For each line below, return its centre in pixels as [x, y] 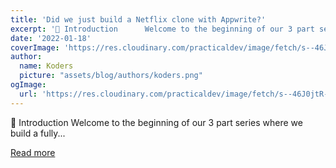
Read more [33, 152]
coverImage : [35, 47]
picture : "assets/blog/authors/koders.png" [111, 76]
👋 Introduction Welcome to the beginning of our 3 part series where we [156, 122]
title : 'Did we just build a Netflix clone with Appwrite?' [138, 19]
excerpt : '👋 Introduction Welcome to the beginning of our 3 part [162, 29]
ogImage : [28, 85]
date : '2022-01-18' [51, 38]
